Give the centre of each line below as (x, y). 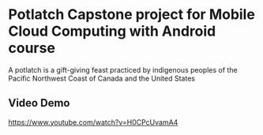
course (32, 48)
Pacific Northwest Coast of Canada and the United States (102, 78)
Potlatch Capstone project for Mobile (131, 15)
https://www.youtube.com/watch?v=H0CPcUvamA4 (93, 122)
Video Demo (39, 103)
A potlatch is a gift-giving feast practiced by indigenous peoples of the (123, 69)
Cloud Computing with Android (112, 31)
